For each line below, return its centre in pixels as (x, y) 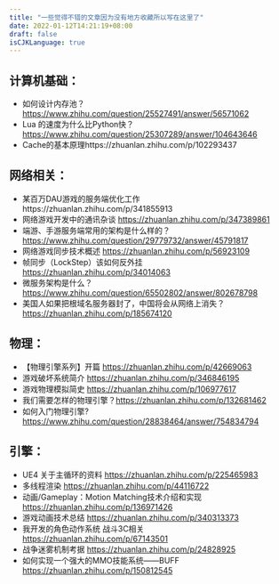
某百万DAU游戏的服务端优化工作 (81, 199)
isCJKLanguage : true (48, 42)
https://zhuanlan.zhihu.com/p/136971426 (97, 507)
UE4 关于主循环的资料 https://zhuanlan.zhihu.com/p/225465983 (140, 474)
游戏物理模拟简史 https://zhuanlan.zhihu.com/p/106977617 (129, 389)
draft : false (33, 34)
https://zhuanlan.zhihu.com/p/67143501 (95, 539)
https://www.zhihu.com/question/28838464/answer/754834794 (140, 421)
